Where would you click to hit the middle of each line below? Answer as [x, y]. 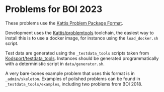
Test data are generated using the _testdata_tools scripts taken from [77, 53]
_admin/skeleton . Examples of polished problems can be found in [73, 78]
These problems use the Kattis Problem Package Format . [64, 23]
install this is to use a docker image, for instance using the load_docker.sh [82, 38]
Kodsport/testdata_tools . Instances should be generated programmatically [82, 58]
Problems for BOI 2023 [54, 9]
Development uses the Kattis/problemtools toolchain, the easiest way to [80, 32]
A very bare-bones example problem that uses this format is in [70, 73]
